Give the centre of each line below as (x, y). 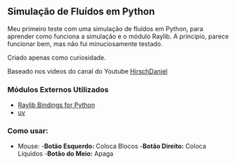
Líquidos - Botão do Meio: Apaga (65, 154)
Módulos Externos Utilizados (58, 89)
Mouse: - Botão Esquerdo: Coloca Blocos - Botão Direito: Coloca (112, 146)
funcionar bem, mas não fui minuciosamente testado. (85, 44)
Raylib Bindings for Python (56, 105)
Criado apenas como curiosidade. (57, 57)
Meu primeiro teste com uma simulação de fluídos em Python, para (105, 28)
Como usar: (28, 131)
